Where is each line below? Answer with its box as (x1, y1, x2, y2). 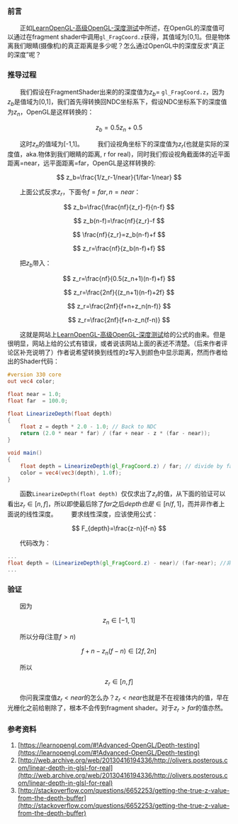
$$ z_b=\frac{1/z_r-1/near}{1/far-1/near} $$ (56, 173, 182, 181)
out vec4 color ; (7, 378, 55, 385)
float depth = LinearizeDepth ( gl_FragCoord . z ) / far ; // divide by (20, 462, 223, 470)
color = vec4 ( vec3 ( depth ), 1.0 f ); (20, 469, 122, 476)
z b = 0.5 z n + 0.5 (95, 123, 143, 133)
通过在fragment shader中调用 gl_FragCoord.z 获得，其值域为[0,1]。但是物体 (13, 33, 231, 41)
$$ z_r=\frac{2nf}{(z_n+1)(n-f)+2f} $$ (63, 288, 175, 296)
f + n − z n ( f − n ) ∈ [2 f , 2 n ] (81, 646, 157, 657)
